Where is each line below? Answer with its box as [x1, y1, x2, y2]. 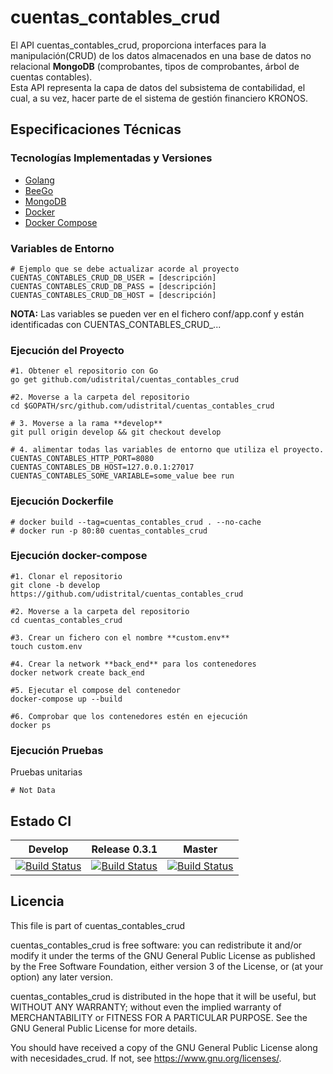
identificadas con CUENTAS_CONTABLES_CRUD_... [10, 318, 222, 330]
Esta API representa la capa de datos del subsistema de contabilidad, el [10, 81, 306, 93]
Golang [24, 174, 55, 186]
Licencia [10, 893, 65, 910]
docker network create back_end [10, 667, 145, 678]
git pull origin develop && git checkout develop [10, 427, 222, 438]
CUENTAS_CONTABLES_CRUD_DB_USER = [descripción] [10, 272, 217, 283]
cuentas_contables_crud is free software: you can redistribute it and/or [10, 939, 303, 951]
